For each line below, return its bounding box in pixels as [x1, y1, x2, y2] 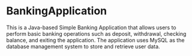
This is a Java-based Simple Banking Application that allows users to [6, 24, 177, 31]
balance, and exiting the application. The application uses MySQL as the [6, 36, 185, 43]
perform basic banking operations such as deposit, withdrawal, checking [6, 30, 187, 37]
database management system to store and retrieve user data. [6, 43, 160, 50]
